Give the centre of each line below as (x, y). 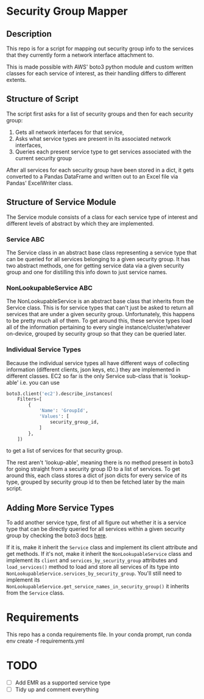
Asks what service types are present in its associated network (93, 138)
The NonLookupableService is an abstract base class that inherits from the (100, 301)
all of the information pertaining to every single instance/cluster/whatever (98, 327)
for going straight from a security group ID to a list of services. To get (93, 469)
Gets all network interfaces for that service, (69, 132)
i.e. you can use (40, 382)
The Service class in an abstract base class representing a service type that (101, 253)
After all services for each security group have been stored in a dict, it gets (100, 170)
